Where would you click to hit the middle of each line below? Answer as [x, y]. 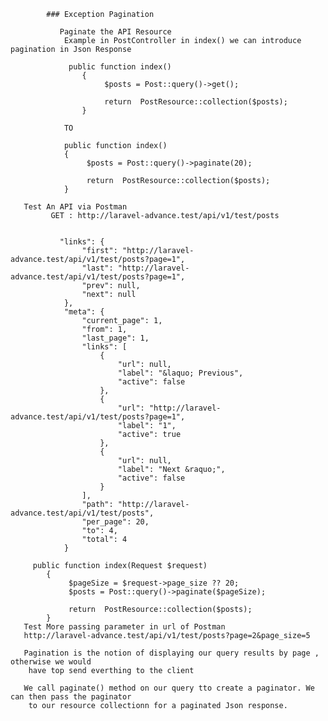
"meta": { [84, 312]
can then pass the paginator [71, 697]
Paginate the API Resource [115, 32]
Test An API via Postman [75, 207]
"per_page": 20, [115, 522]
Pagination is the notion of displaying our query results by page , [171, 653]
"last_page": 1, [115, 338]
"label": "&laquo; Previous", [180, 373]
